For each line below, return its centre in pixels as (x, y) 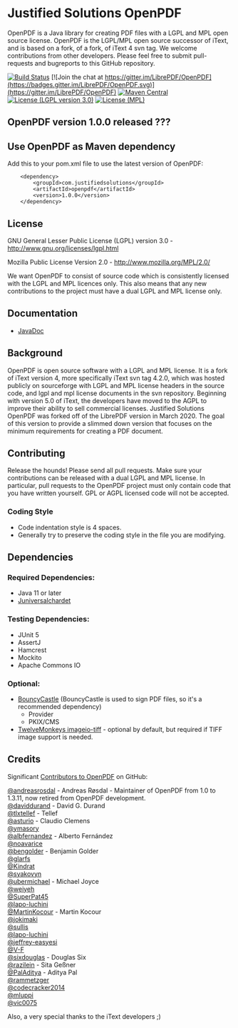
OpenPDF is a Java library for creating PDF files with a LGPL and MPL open (118, 33)
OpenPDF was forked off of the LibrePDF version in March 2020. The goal (116, 416)
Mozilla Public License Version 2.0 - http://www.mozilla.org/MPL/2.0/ (109, 262)
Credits (24, 759)
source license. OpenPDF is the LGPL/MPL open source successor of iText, (118, 40)
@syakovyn (25, 874)
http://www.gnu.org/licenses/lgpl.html (63, 248)
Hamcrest (32, 650)
